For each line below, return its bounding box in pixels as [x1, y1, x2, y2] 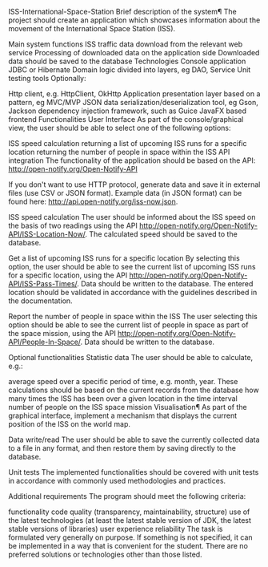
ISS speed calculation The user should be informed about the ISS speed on [8, 213, 256, 221]
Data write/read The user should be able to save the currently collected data [8, 435, 260, 444]
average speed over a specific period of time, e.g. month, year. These [8, 377, 238, 386]
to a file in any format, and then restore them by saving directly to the [8, 443, 236, 452]
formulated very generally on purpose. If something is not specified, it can [8, 533, 254, 542]
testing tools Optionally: [8, 74, 86, 83]
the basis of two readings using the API [8, 221, 138, 230]
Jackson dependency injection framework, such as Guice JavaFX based [8, 106, 246, 115]
